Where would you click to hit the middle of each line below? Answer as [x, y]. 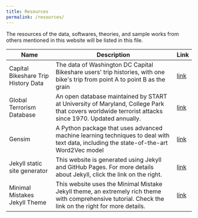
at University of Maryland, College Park [110, 104]
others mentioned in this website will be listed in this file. [75, 40]
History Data [27, 83]
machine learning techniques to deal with [113, 135]
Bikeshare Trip [29, 75]
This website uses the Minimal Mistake [109, 184]
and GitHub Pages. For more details [105, 167]
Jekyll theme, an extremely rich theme [108, 191]
